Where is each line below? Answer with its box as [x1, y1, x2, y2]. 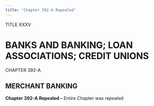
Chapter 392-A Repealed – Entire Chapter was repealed [5, 95, 124, 101]
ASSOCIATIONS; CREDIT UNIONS [5, 50, 149, 62]
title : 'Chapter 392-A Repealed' [5, 7, 76, 13]
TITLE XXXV [5, 21, 32, 28]
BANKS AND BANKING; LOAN [5, 39, 133, 51]
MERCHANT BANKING [5, 82, 78, 90]
